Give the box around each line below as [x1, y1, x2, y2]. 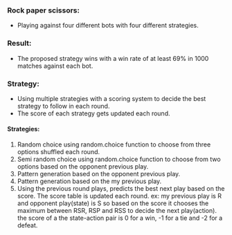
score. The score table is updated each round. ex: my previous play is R [17, 192, 222, 200]
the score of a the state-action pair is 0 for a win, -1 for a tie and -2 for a [17, 214, 223, 223]
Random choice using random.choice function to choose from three [17, 140, 211, 149]
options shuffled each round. [17, 148, 100, 156]
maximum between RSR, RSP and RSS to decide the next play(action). [17, 207, 217, 215]
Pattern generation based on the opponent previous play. [17, 170, 181, 178]
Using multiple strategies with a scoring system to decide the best [17, 94, 206, 102]
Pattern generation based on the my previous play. [17, 177, 162, 185]
